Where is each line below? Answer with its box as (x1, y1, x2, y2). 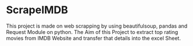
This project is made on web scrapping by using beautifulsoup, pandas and (6, 22, 188, 29)
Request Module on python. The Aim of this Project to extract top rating (6, 28, 178, 35)
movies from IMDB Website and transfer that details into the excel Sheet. (6, 34, 181, 41)
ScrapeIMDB (6, 3, 68, 17)
